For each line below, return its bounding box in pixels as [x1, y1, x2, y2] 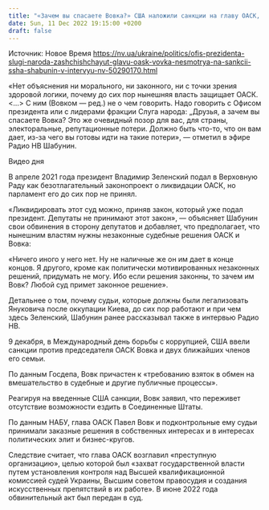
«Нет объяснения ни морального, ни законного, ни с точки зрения [8, 81, 237, 91]
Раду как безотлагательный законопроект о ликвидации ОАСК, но [8, 181, 236, 190]
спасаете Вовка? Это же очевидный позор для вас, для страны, [8, 116, 229, 125]
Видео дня [8, 157, 44, 166]
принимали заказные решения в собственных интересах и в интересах [8, 426, 255, 436]
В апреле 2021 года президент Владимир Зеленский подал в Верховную [8, 172, 259, 182]
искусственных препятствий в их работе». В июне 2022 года [8, 484, 218, 494]
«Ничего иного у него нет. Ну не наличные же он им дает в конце [8, 255, 234, 264]
